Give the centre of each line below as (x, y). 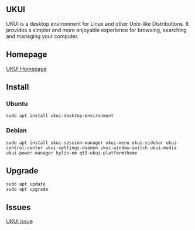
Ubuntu (17, 104)
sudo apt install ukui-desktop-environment (60, 116)
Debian (16, 131)
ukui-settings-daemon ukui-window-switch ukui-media (111, 148)
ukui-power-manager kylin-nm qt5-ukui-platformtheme (72, 153)
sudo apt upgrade (27, 190)
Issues (18, 207)
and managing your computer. (42, 36)
